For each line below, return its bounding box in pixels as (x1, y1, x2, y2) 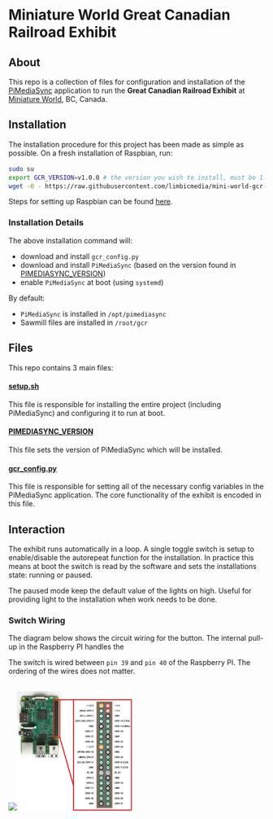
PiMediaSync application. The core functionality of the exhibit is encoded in (8, 490, 262, 500)
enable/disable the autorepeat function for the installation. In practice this (8, 552, 254, 563)
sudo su (8, 164, 35, 173)
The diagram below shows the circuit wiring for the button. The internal (8, 633, 246, 643)
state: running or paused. (8, 570, 93, 580)
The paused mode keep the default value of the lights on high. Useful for (8, 585, 252, 595)
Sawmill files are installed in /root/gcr (19, 318, 148, 327)
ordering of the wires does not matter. (8, 666, 136, 677)
